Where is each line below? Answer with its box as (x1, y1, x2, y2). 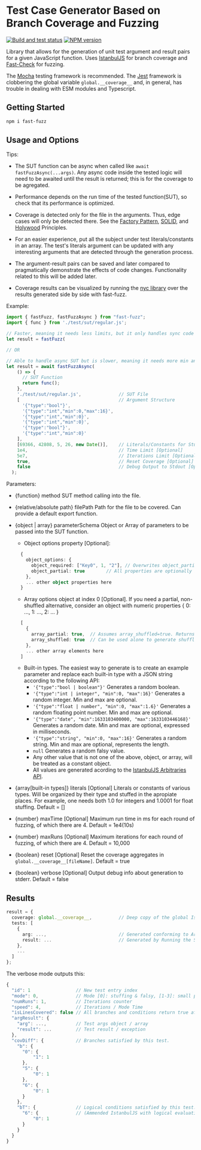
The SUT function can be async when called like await (14, 163, 150, 170)
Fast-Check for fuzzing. (6, 61, 65, 68)
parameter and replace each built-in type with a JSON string (23, 671, 173, 678)
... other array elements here (26, 648, 104, 654)
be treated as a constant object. (32, 760, 112, 767)
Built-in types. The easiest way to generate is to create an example (23, 664, 189, 671)
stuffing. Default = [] (14, 803, 65, 811)
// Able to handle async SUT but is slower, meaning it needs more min (6, 358, 188, 364)
